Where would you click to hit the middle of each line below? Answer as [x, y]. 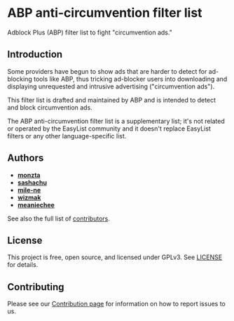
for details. [23, 265]
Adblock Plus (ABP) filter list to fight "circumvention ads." [90, 32]
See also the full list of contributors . [58, 218]
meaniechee [36, 204]
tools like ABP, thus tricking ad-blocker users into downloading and [131, 79]
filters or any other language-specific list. [67, 136]
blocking [20, 79]
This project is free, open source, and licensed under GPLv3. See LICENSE [115, 257]
